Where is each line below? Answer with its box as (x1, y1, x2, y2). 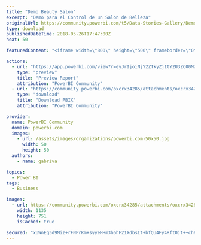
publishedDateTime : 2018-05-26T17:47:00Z (6, 31, 111, 37)
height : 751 (17, 213, 47, 219)
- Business (11, 186, 39, 192)
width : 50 (22, 141, 47, 147)
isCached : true (17, 219, 55, 225)
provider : (6, 113, 31, 120)
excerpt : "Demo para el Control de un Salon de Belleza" (6, 14, 151, 20)
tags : (6, 180, 20, 186)
